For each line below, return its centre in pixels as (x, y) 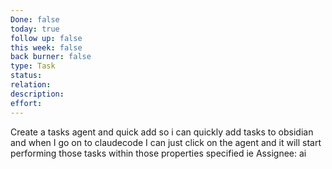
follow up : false (46, 38)
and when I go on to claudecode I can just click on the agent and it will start (166, 142)
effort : (26, 103)
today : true (35, 29)
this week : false (46, 47)
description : (37, 94)
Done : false (35, 19)
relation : (31, 85)
